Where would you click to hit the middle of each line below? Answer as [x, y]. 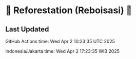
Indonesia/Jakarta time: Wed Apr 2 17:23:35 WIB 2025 [62, 51]
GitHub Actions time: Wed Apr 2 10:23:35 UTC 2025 [60, 41]
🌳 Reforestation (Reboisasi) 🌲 [69, 10]
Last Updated [27, 29]
